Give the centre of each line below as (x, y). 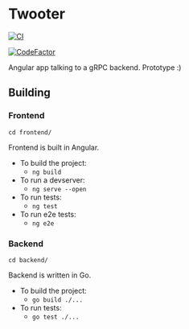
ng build (47, 172)
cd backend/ (28, 260)
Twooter (37, 14)
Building (29, 93)
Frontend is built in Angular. (54, 147)
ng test (45, 206)
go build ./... (57, 300)
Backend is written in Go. (50, 275)
